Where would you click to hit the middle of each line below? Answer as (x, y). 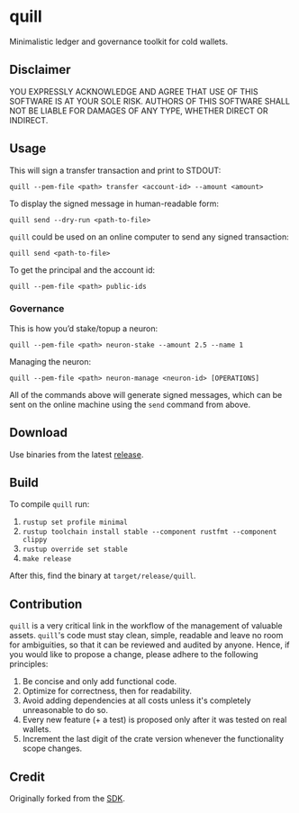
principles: (29, 664)
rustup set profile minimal (75, 523)
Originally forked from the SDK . (68, 799)
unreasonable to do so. (65, 710)
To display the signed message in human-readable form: (114, 203)
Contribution (46, 604)
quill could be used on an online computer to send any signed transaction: (149, 237)
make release (47, 559)
